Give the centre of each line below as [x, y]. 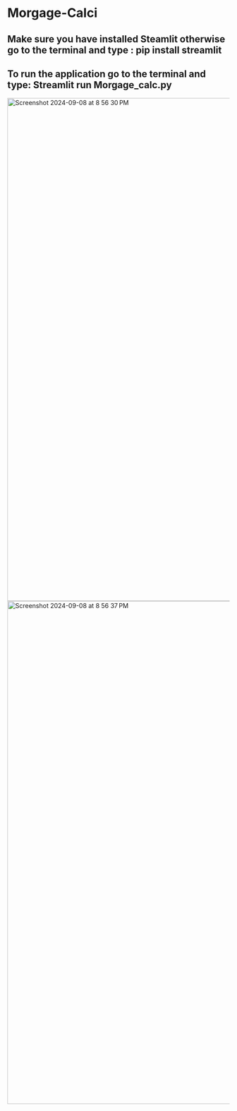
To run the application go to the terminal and [107, 74]
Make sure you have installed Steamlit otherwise [116, 39]
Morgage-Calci [53, 13]
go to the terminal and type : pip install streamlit [115, 50]
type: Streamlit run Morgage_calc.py [90, 85]
